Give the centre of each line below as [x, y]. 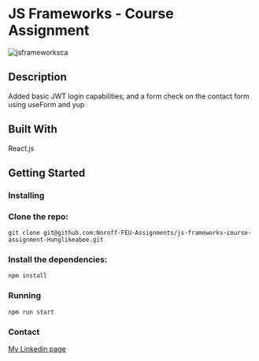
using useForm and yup [46, 104]
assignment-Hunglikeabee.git [56, 240]
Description [37, 77]
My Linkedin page [37, 349]
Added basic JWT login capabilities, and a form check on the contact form [129, 96]
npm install [28, 276]
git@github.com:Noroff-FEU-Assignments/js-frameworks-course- [147, 233]
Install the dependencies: [58, 259]
